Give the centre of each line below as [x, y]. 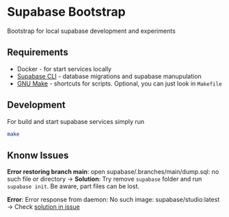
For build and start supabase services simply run [76, 121]
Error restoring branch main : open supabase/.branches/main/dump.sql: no [113, 172]
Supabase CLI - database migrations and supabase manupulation [109, 76]
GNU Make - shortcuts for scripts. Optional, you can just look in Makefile [119, 84]
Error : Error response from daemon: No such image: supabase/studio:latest [113, 200]
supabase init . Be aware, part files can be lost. [73, 186]
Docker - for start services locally [64, 68]
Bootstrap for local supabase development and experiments [91, 31]
